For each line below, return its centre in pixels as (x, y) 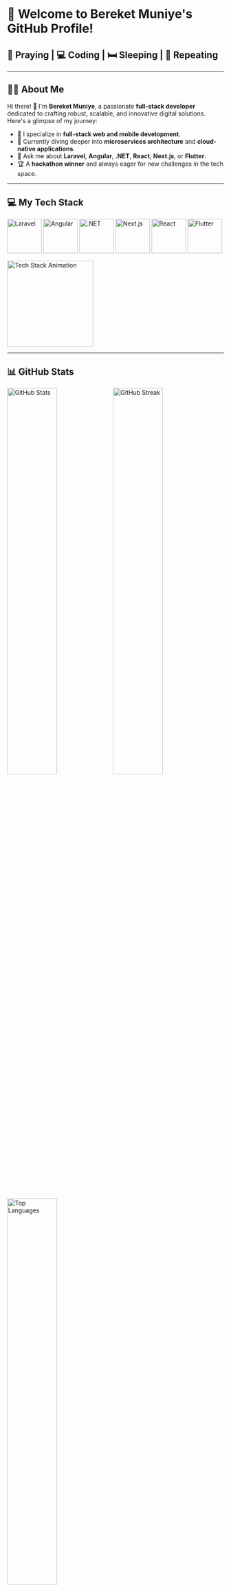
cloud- (207, 141)
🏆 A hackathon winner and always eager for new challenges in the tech (120, 164)
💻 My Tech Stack (45, 203)
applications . (56, 149)
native (26, 149)
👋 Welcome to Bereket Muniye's (100, 14)
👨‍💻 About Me (36, 90)
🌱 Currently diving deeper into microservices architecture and (106, 141)
